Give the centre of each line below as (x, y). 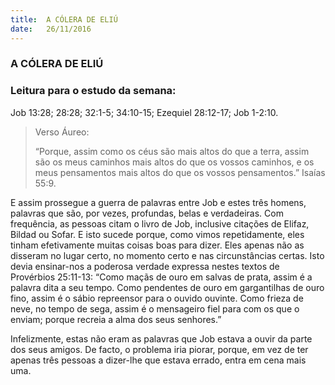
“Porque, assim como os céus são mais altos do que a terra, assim (172, 151)
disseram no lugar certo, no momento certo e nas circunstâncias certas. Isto (167, 255)
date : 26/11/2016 (51, 29)
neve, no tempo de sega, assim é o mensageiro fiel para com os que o (155, 308)
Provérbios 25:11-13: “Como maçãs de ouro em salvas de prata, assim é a (161, 277)
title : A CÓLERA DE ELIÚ (64, 19)
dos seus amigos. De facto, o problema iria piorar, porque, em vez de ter (159, 349)
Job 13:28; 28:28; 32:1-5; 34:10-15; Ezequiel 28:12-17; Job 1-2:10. (144, 112)
